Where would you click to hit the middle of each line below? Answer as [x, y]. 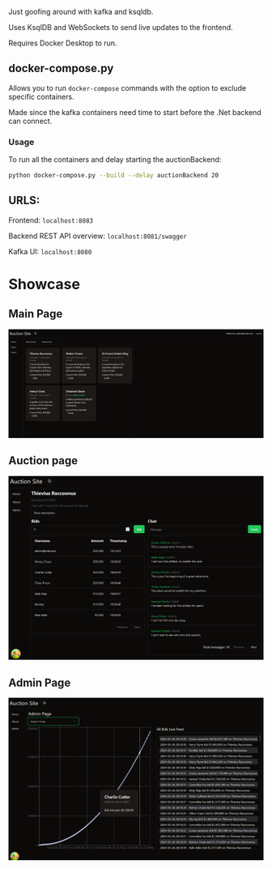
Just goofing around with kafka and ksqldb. [81, 12]
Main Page [36, 314]
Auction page [43, 461]
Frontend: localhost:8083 [51, 220]
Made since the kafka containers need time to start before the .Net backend [135, 112]
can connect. [30, 121]
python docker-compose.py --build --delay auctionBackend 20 [114, 176]
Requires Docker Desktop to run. [63, 43]
